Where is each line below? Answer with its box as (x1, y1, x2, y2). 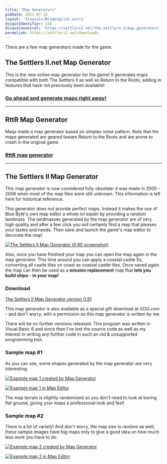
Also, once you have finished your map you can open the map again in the (5, 252, 157, 258)
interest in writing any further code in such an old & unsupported (5, 331, 138, 337)
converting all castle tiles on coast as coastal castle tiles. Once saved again (5, 262, 160, 268)
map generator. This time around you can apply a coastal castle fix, (5, 257, 143, 263)
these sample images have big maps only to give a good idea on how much (5, 429, 160, 435)
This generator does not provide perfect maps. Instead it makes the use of (5, 206, 158, 212)
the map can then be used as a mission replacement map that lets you (5, 267, 152, 274)
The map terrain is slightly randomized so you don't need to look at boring (5, 394, 157, 400)
